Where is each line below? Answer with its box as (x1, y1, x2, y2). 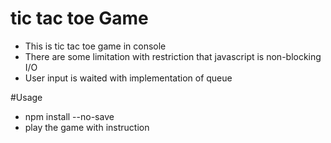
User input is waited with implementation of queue (24, 72, 233, 84)
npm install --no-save (24, 110, 115, 122)
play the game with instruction (24, 121, 150, 133)
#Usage (10, 91, 43, 103)
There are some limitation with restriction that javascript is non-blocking (24, 50, 322, 62)
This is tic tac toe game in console (24, 40, 167, 52)
